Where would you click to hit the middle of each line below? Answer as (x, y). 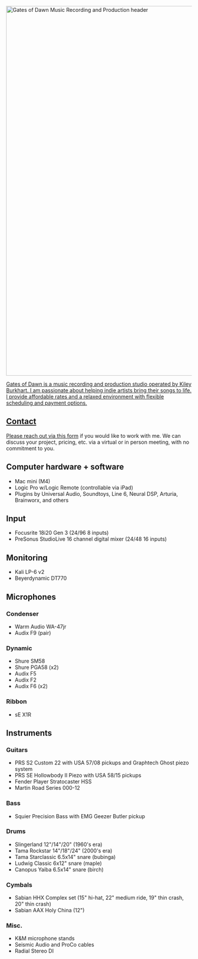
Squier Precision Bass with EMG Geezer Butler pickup (80, 816)
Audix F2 (26, 680)
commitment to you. (30, 448)
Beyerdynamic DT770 (41, 578)
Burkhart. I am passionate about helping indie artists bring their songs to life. (99, 390)
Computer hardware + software (65, 467)
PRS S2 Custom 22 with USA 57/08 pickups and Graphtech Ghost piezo (102, 763)
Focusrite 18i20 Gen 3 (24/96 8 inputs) (62, 533)
